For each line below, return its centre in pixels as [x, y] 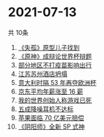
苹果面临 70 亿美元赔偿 [51, 117]
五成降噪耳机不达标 [46, 109]
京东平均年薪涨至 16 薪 [51, 91]
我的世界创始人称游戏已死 [55, 100]
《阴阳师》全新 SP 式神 [51, 126]
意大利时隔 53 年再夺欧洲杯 [57, 82]
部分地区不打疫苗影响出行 [55, 65]
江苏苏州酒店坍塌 [43, 74]
